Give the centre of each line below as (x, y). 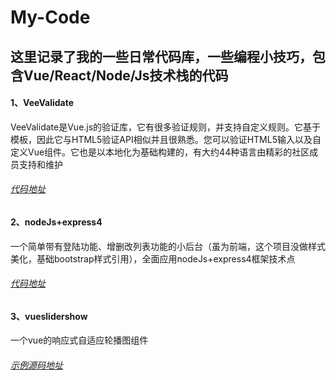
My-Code (50, 17)
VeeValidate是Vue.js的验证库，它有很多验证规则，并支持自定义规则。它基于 (166, 127)
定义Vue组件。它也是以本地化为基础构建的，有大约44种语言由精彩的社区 (160, 152)
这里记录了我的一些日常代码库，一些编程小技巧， (161, 56)
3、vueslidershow (49, 316)
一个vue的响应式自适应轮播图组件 (79, 340)
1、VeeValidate (42, 103)
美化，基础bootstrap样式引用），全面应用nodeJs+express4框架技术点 (153, 258)
